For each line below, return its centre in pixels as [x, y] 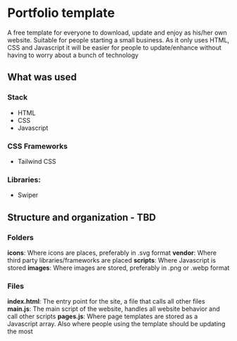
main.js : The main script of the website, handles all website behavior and [114, 309]
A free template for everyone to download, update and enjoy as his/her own [117, 32]
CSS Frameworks [38, 146]
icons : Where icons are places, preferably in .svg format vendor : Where [112, 253]
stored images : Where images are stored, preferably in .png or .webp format [119, 268]
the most [20, 331]
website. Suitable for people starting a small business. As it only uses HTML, [119, 40]
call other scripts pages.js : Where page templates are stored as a [103, 316]
